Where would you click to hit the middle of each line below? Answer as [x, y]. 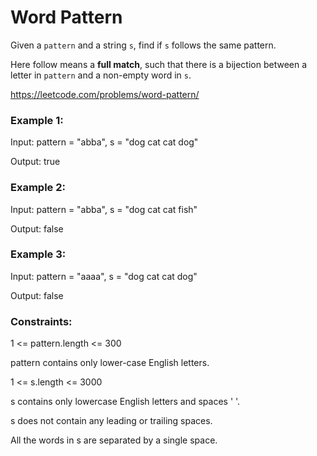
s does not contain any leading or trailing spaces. [111, 421]
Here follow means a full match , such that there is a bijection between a [159, 64]
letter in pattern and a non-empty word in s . [101, 75]
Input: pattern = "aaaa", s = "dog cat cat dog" [104, 276]
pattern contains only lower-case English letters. [110, 363]
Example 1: [37, 120]
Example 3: [38, 254]
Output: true [35, 162]
